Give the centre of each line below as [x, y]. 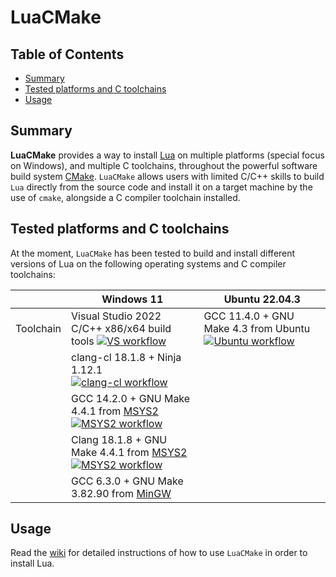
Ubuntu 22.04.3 [262, 299]
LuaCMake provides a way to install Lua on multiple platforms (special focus [167, 155]
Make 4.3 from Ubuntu [257, 328]
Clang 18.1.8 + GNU [119, 439]
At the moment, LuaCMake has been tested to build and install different [153, 253]
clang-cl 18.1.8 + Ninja [126, 357]
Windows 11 [132, 299]
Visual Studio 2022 [116, 316]
